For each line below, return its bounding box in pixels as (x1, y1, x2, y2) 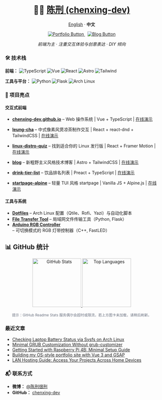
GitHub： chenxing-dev (12, 389, 60, 395)
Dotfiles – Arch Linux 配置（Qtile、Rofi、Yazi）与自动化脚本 (12, 210, 132, 216)
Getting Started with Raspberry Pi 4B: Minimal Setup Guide (12, 347, 130, 352)
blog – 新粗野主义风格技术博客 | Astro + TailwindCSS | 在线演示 (12, 159, 139, 165)
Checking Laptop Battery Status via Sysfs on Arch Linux (12, 336, 125, 342)
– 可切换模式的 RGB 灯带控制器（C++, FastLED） (12, 227, 110, 233)
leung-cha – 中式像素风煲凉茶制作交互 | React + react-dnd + (12, 127, 134, 133)
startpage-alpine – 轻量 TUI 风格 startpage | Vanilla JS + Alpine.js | (12, 180, 147, 186)
